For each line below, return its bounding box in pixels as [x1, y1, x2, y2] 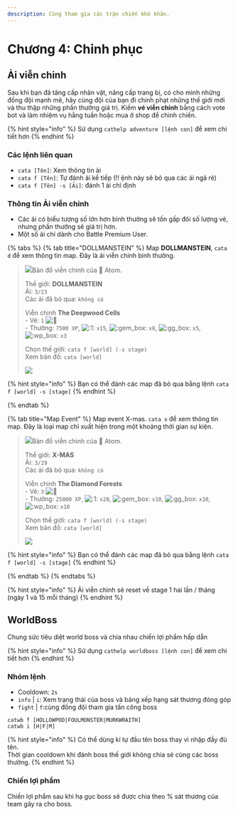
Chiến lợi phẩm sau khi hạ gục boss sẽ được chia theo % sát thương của [7, 792, 219, 800]
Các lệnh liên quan [7, 150, 73, 160]
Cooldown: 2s [17, 688, 58, 696]
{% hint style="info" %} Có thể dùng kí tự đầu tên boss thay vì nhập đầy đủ [7, 735, 227, 744]
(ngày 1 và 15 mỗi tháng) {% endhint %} [7, 593, 124, 602]
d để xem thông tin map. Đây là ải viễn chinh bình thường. [7, 252, 175, 260]
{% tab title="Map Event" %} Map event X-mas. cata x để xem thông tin [7, 415, 219, 423]
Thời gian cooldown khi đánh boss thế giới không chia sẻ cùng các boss [7, 750, 219, 759]
